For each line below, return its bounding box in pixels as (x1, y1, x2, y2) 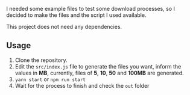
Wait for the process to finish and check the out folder (14, 82, 150, 89)
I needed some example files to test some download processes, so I (6, 5, 175, 12)
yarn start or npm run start (14, 75, 86, 83)
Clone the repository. (14, 57, 68, 64)
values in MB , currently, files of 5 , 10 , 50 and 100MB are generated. (14, 69, 184, 76)
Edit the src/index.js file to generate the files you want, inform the (14, 63, 182, 70)
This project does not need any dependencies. (6, 23, 122, 30)
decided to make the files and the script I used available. (6, 11, 147, 19)
